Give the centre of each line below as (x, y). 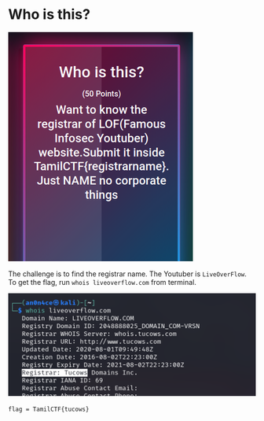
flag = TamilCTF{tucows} (49, 409)
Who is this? (49, 15)
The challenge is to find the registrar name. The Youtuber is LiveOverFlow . (128, 274)
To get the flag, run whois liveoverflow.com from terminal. (102, 282)
